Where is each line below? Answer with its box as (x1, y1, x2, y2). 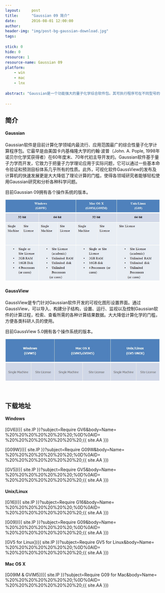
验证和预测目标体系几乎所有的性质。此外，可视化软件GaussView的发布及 (9, 166, 157, 172)
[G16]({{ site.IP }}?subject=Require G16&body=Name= (5, 499, 114, 505)
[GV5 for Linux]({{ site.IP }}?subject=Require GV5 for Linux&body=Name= (5, 539, 155, 545)
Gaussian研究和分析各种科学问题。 (9, 179, 80, 185)
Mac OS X (5, 561, 26, 567)
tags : (5, 34, 16, 39)
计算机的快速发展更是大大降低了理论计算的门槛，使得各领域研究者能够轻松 (5, 173, 156, 179)
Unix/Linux (5, 488, 28, 494)
